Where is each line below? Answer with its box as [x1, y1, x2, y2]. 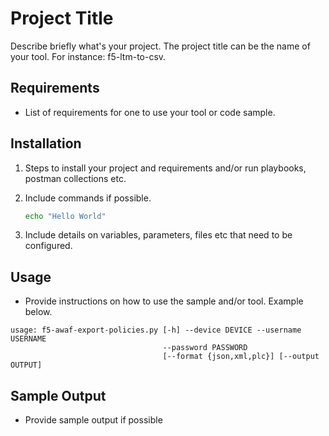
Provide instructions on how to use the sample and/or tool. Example [24, 295, 304, 307]
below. [24, 306, 53, 318]
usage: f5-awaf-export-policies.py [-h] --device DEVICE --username [10, 325, 302, 336]
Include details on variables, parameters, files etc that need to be [24, 229, 293, 241]
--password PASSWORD [162, 343, 248, 353]
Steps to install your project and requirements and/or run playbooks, [24, 162, 307, 174]
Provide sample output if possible [24, 414, 163, 426]
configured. [24, 240, 73, 252]
